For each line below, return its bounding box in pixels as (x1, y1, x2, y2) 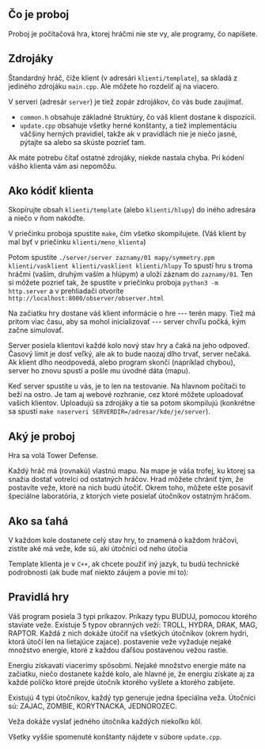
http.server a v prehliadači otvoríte (8, 286, 124, 296)
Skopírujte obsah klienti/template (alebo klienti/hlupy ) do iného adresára (8, 205, 256, 215)
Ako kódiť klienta (8, 184, 94, 198)
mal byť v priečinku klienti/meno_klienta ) (8, 237, 146, 246)
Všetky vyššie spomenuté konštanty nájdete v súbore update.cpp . (8, 732, 222, 741)
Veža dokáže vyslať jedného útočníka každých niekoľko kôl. (8, 717, 203, 726)
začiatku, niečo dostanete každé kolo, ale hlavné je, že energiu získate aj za (8, 669, 255, 678)
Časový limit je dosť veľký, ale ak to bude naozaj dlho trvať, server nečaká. (8, 350, 252, 359)
